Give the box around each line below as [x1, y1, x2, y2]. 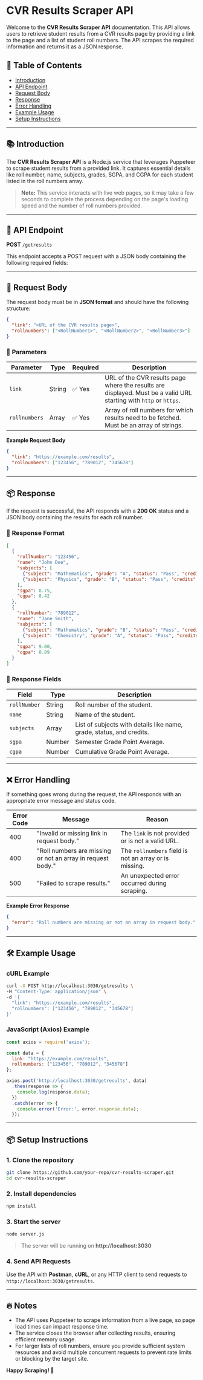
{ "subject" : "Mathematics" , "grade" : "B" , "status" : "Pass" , [22, 627, 180, 633]
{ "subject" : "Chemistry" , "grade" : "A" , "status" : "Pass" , [22, 632, 175, 638]
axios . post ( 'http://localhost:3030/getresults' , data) [6, 1078, 147, 1084]
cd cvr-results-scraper [6, 1175, 66, 1181]
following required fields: [6, 259, 68, 267]
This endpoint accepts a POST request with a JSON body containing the [6, 253, 186, 260]
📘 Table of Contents [6, 60, 82, 71]
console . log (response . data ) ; [17, 1089, 91, 1095]
